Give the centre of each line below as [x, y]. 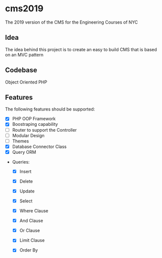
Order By [29, 250]
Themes [21, 141]
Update [27, 191]
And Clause [31, 221]
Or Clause [30, 230]
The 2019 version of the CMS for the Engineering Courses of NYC [72, 22]
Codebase [21, 70]
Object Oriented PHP [26, 82]
